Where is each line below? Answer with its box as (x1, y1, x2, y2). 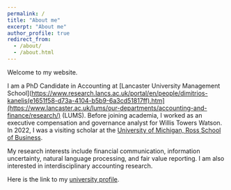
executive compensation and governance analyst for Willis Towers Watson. (7, 118, 223, 127)
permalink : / (7, 10, 45, 17)
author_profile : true (7, 29, 70, 37)
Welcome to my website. (7, 68, 78, 77)
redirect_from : (7, 36, 51, 43)
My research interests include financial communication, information (7, 147, 200, 155)
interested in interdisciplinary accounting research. (7, 161, 153, 170)
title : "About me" (7, 17, 61, 24)
